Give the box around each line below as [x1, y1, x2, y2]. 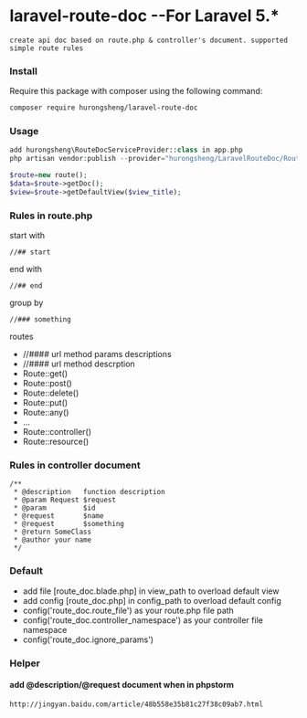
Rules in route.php [9, 209, 93, 222]
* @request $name [13, 512, 104, 521]
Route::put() [22, 397, 69, 408]
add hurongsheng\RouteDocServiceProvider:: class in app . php [9, 145, 244, 155]
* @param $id [13, 503, 96, 512]
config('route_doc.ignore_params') [22, 634, 153, 645]
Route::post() [22, 378, 73, 389]
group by [9, 298, 44, 309]
